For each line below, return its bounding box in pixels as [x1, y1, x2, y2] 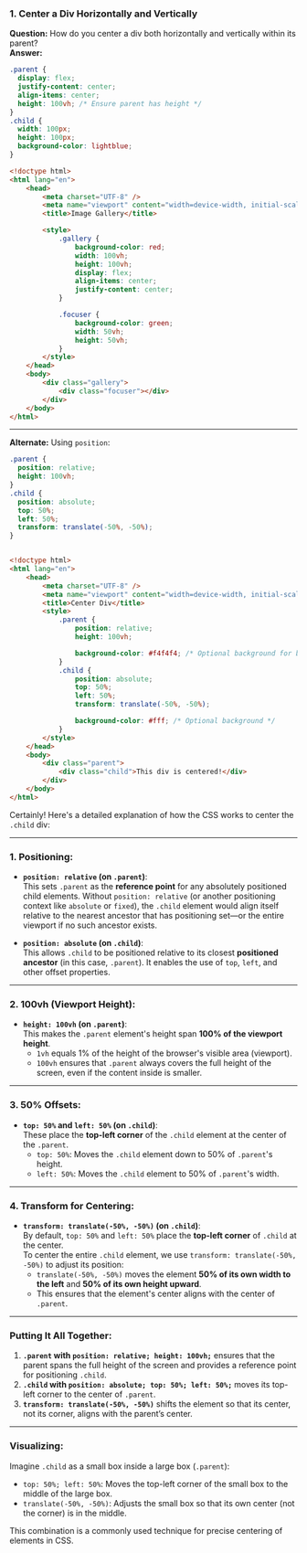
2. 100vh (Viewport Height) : [9, 998, 136, 1011]
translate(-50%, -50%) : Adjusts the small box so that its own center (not [22, 1497, 295, 1508]
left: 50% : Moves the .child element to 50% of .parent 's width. [36, 1168, 280, 1179]
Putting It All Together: [9, 1329, 112, 1342]
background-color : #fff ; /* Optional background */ [74, 717, 276, 726]
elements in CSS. [9, 1535, 75, 1546]
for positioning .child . [22, 1369, 107, 1380]
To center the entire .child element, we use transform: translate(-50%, [22, 1249, 297, 1260]
